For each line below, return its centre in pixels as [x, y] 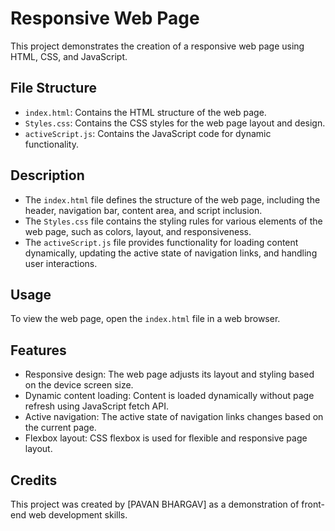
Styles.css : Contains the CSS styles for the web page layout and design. [175, 123]
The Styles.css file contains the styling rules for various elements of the [173, 221]
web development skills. [78, 515]
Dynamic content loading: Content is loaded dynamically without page [169, 396]
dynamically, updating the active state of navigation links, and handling [171, 253]
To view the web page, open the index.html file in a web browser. [145, 319]
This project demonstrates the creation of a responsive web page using [157, 46]
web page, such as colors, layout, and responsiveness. [138, 231]
